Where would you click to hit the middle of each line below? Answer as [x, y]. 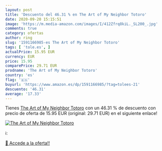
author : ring [19, 38]
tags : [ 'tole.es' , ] [28, 47]
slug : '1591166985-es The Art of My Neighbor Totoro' [63, 43]
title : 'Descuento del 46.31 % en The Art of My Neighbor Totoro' [76, 15]
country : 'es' [20, 75]
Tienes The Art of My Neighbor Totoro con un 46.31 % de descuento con [81, 108]
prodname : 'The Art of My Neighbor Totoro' [51, 71]
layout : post [19, 10]
